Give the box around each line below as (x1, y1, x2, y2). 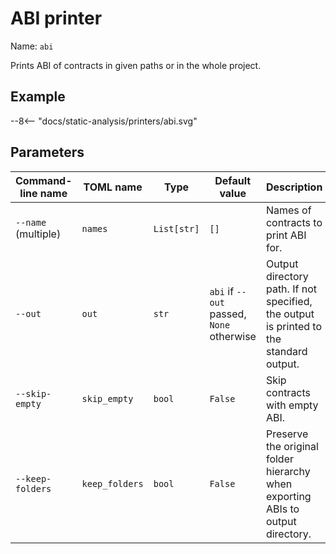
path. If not (265, 282, 317, 296)
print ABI (265, 228, 307, 242)
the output (265, 307, 315, 321)
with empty (265, 398, 319, 412)
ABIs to (265, 502, 300, 516)
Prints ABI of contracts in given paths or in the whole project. (10, 59, 262, 71)
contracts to (265, 215, 323, 229)
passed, (209, 307, 247, 321)
